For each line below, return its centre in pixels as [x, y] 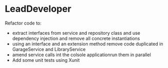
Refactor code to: [23, 23]
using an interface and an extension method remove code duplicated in [88, 43]
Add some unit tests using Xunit [46, 60]
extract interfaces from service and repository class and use [76, 33]
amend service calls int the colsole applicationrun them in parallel [81, 55]
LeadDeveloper [38, 9]
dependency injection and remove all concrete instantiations [76, 38]
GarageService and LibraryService [49, 49]
